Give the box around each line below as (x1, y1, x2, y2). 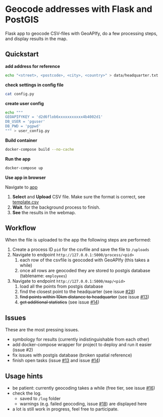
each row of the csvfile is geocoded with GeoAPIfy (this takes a (19, 257, 150, 263)
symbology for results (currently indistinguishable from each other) (12, 336, 150, 343)
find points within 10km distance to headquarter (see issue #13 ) (19, 294, 150, 300)
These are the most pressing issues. (5, 327, 79, 333)
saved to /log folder (19, 396, 61, 402)
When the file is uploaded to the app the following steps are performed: (5, 237, 151, 243)
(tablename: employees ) (19, 273, 67, 279)
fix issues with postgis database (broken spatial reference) (12, 352, 132, 358)
